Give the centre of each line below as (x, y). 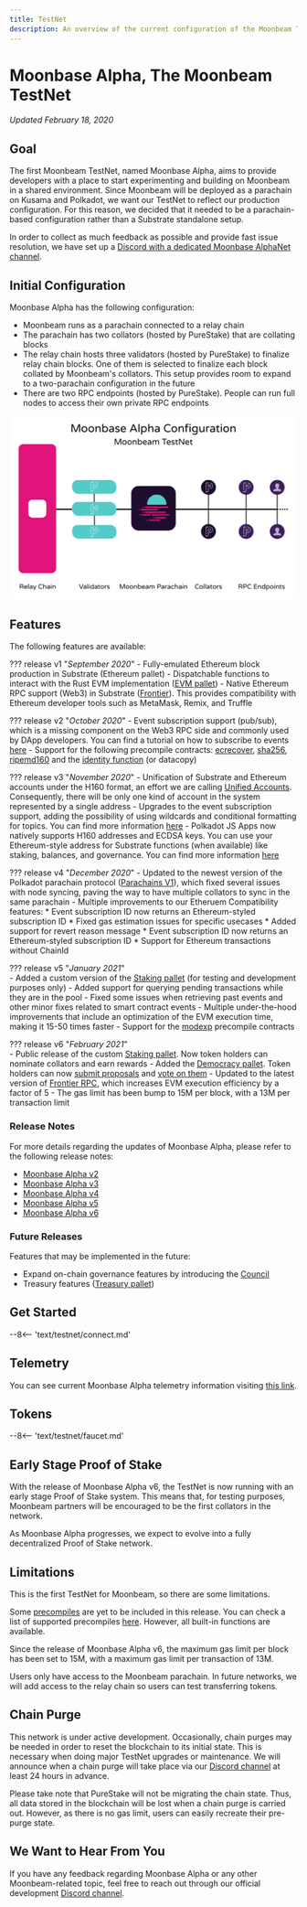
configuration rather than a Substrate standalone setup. (139, 220)
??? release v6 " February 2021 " (69, 1045)
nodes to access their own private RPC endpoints (116, 403)
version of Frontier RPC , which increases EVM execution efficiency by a (144, 1083)
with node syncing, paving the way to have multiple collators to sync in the (150, 893)
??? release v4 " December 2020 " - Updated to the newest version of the (146, 873)
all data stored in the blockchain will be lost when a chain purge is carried (148, 1803)
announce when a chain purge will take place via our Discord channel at (145, 1766)
